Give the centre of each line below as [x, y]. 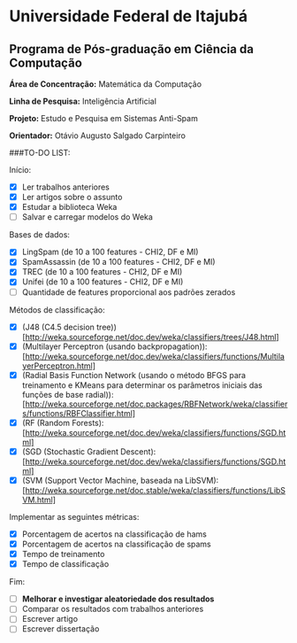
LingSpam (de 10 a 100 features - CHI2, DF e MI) [110, 252]
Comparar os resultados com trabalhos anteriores [113, 609]
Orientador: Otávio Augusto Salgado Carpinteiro [97, 136]
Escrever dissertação [61, 629]
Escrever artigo [49, 619]
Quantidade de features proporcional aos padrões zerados [129, 292]
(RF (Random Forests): [63, 422]
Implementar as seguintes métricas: [74, 516]
